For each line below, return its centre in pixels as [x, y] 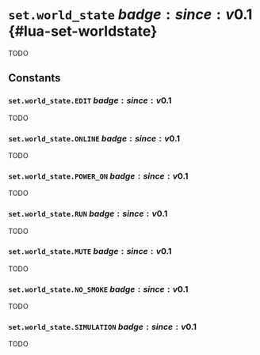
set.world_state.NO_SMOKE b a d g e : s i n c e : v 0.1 [98, 289]
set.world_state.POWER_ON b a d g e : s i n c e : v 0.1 [98, 176]
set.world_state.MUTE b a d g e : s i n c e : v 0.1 [90, 251]
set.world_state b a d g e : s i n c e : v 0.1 [130, 15]
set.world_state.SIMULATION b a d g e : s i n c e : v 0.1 [102, 327]
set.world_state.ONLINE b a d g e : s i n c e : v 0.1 [94, 138]
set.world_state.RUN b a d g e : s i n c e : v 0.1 [88, 213]
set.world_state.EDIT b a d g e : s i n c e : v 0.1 [90, 100]
